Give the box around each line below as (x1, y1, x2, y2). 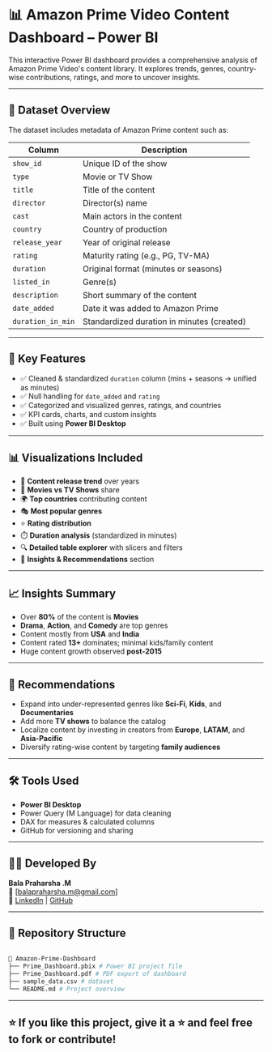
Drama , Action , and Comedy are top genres (19, 620, 168, 631)
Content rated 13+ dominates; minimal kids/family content (19, 638, 214, 648)
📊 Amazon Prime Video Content (8, 6, 230, 24)
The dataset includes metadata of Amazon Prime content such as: (8, 125, 229, 134)
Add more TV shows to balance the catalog (19, 717, 166, 726)
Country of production (82, 224, 168, 235)
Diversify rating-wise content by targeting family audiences (19, 742, 221, 752)
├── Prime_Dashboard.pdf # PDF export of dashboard (8, 970, 186, 978)
